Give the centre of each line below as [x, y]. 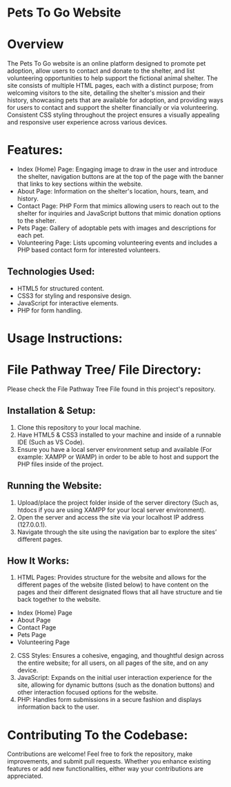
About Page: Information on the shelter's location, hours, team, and [113, 191]
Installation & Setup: [51, 411]
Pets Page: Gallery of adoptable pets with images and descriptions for [117, 228]
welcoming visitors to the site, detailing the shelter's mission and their [106, 93]
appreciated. [25, 776]
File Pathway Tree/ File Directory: [104, 370]
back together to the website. [59, 600]
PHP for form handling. [50, 310]
